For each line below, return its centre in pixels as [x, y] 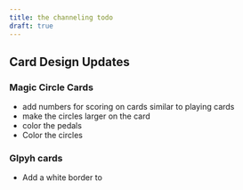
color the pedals [52, 126]
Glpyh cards [36, 159]
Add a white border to [62, 178]
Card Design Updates [70, 62]
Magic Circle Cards [51, 87]
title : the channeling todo [61, 17]
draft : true [31, 26]
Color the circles [52, 136]
